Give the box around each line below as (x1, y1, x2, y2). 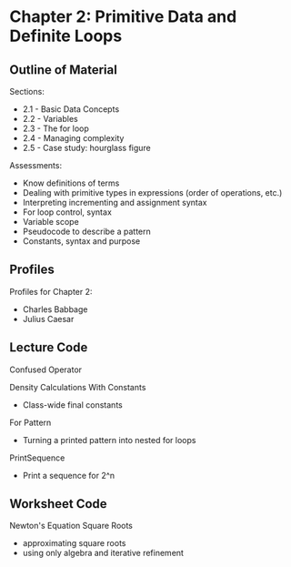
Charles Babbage (22, 303, 88, 315)
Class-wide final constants (22, 399, 123, 410)
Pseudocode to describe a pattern (22, 226, 152, 237)
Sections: (9, 86, 45, 96)
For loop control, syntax (22, 207, 112, 218)
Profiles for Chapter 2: (9, 286, 93, 297)
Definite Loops (9, 25, 123, 46)
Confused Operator (9, 364, 83, 375)
